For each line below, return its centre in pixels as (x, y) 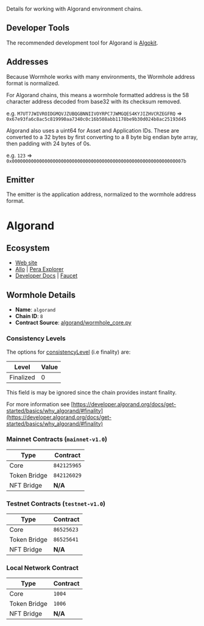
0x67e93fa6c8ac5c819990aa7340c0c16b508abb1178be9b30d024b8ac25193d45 (97, 119)
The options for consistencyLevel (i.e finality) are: (69, 352)
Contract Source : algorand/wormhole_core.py (73, 322)
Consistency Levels (36, 338)
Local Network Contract (43, 568)
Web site (26, 263)
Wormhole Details (41, 295)
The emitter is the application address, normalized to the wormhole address (101, 194)
